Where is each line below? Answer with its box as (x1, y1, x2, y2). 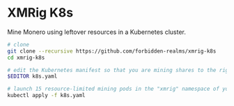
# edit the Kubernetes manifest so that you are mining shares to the (7, 67, 217, 73)
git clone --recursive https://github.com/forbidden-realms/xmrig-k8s (7, 47, 217, 55)
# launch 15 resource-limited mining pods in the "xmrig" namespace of (7, 85, 219, 93)
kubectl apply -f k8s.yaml (7, 92, 86, 99)
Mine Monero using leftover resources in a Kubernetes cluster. (7, 28, 186, 36)
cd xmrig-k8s (7, 54, 45, 61)
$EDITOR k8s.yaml (7, 73, 58, 80)
